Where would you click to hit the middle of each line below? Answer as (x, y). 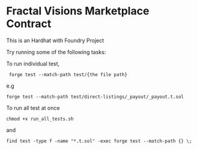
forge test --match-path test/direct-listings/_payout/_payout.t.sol (95, 97)
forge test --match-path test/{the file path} (68, 74)
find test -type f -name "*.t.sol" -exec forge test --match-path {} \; (99, 141)
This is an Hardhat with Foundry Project (55, 40)
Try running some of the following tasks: (56, 52)
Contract (29, 24)
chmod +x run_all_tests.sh (40, 119)
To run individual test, (33, 64)
